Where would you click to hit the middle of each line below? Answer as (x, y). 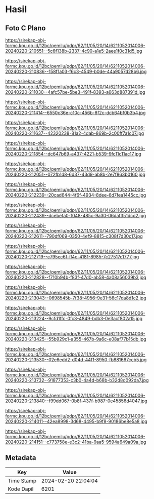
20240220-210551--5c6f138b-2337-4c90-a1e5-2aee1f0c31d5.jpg (74, 51)
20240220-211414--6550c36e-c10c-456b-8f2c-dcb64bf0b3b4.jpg (75, 113)
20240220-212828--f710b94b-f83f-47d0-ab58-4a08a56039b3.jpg (76, 277)
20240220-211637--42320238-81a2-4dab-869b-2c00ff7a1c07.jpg (75, 133)
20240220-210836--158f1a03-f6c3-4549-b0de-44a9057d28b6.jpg (76, 71)
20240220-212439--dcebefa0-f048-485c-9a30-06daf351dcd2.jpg (76, 216)
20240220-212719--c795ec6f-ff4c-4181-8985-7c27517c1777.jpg (72, 257)
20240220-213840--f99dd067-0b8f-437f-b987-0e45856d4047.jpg (76, 401)
